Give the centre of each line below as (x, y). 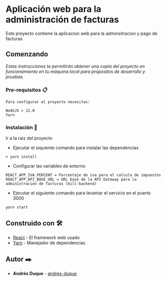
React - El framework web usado (46, 238)
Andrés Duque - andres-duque (45, 273)
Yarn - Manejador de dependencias (49, 243)
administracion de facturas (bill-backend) (51, 184)
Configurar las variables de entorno (49, 166)
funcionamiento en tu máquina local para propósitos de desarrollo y (75, 71)
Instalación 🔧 (22, 127)
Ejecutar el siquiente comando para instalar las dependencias (76, 148)
